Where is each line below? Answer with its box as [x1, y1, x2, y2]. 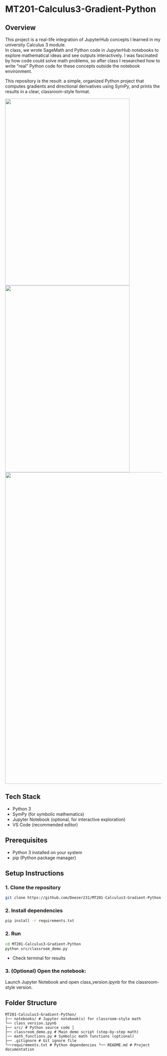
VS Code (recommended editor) [12, 821, 78, 828]
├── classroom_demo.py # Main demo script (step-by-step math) [5, 1029, 139, 1035]
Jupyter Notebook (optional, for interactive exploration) [12, 816, 126, 822]
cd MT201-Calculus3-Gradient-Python [5, 941, 81, 946]
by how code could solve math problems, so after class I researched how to [5, 58, 161, 63]
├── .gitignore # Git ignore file [5, 1038, 77, 1043]
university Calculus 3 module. [5, 42, 66, 48]
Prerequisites [5, 836, 48, 845]
